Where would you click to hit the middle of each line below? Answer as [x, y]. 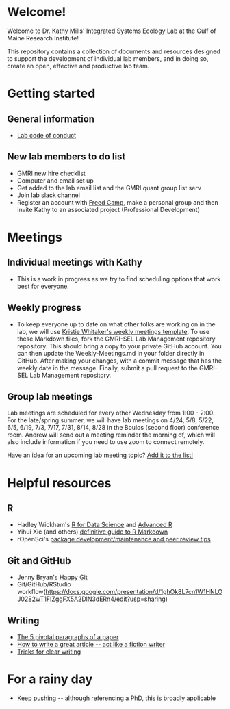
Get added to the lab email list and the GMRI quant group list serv [109, 188]
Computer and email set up [55, 180]
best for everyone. [43, 286]
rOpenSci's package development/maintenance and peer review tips [114, 539]
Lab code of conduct [47, 135]
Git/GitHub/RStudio [44, 584]
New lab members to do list [66, 157]
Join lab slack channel [49, 195]
